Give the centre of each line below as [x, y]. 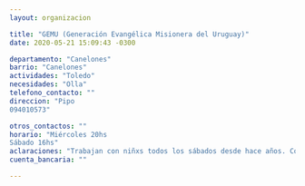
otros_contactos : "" [49, 126]
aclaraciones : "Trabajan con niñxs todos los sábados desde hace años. [148, 152]
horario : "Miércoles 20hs [58, 134]
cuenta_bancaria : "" [49, 160]
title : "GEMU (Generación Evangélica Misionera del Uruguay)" [129, 34]
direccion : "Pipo [42, 101]
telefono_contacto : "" [52, 93]
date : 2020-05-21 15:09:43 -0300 [73, 43]
